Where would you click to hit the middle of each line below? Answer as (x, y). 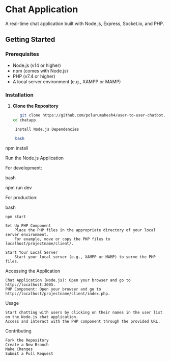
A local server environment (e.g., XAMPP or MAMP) (67, 81)
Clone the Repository (35, 106)
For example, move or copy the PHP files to (62, 239)
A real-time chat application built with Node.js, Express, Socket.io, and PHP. (85, 23)
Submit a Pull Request (29, 354)
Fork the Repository (27, 341)
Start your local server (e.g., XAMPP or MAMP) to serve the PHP (85, 257)
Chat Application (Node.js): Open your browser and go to (68, 280)
